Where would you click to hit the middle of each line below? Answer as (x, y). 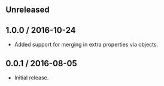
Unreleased (28, 10)
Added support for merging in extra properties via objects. (86, 45)
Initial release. (31, 78)
